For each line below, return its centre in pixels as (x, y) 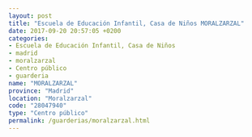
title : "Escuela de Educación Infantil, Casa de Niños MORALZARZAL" (126, 23)
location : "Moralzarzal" (50, 98)
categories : (28, 38)
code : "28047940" (38, 106)
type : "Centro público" (49, 114)
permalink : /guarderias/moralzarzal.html (79, 121)
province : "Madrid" (41, 91)
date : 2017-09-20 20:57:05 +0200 (65, 31)
